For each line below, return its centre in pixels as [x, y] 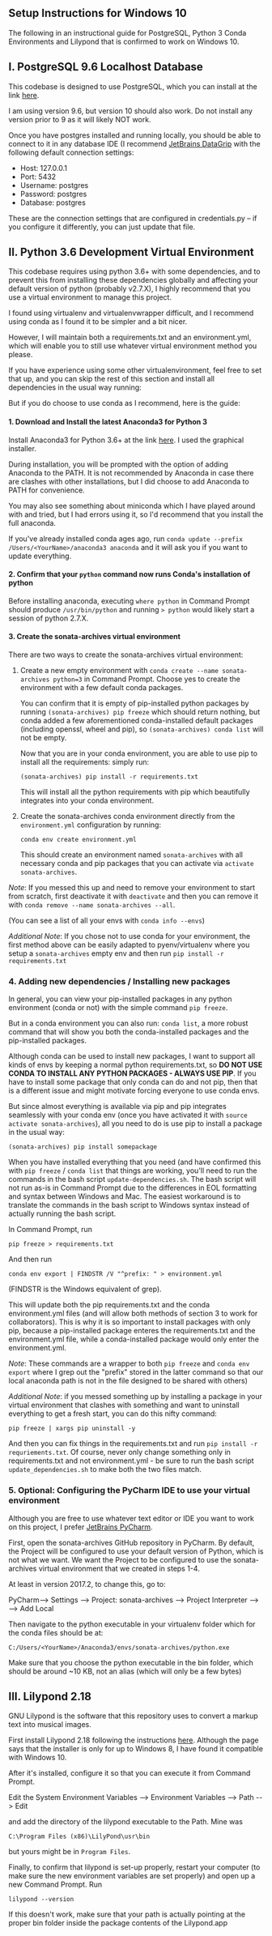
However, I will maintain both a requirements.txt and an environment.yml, [130, 337]
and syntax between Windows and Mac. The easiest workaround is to [125, 1196]
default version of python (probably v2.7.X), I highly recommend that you [130, 289]
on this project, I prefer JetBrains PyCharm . [81, 1527]
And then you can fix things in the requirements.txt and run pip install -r [133, 1443]
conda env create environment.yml [78, 840]
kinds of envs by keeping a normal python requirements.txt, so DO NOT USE [136, 1065]
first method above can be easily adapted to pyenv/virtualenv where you [129, 945]
